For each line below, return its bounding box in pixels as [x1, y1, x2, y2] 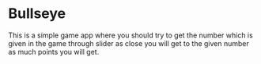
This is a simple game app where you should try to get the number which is [8, 30, 253, 40]
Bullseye [8, 5, 66, 23]
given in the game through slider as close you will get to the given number [8, 38, 249, 48]
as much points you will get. [8, 47, 100, 56]
